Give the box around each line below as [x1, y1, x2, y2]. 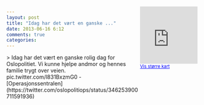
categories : [6, 37, 37, 43]
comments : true [6, 31, 45, 38]
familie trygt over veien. [6, 67, 66, 74]
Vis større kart [140, 63, 170, 70]
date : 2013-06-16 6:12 [6, 26, 64, 32]
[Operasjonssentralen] [6, 80, 63, 87]
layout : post [6, 14, 40, 21]
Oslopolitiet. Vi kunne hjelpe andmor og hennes [6, 60, 126, 68]
